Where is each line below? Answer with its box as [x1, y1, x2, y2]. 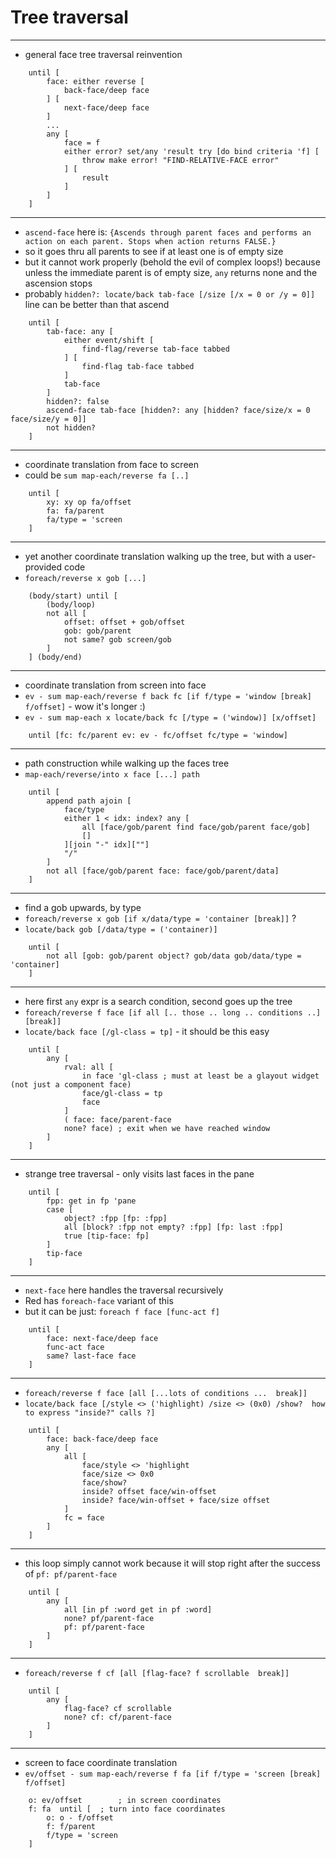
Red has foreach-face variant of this [24, 1294, 174, 1306]
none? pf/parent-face [63, 1613, 155, 1623]
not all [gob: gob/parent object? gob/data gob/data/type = [46, 951, 302, 961]
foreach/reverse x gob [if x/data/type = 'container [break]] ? [24, 912, 297, 924]
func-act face [46, 1342, 105, 1352]
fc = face [63, 1512, 105, 1523]
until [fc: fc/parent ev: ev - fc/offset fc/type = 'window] [28, 730, 288, 740]
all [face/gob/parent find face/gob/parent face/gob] [81, 822, 311, 832]
